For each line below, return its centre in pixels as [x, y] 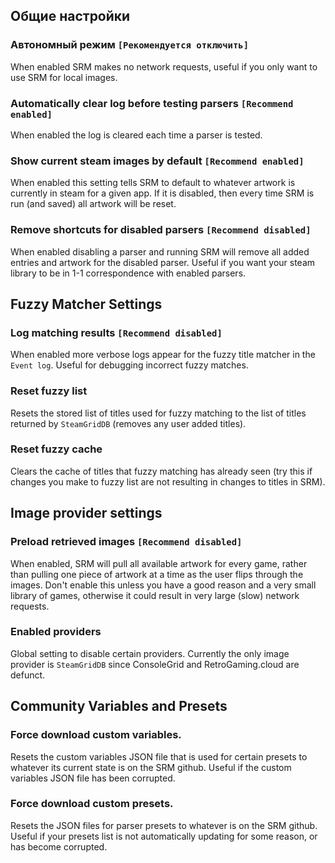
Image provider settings [86, 513]
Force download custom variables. [96, 735]
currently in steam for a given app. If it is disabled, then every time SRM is [162, 193]
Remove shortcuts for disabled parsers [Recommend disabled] [161, 230]
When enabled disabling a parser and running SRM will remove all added [160, 251]
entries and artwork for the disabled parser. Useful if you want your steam [163, 262]
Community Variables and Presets [119, 706]
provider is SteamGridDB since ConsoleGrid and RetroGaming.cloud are [155, 664]
